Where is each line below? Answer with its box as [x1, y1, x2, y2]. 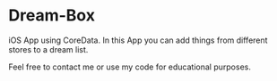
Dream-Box [8, 5, 96, 26]
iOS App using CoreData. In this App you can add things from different [8, 35, 268, 45]
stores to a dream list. [8, 44, 89, 54]
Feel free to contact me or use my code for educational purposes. [8, 61, 252, 72]
